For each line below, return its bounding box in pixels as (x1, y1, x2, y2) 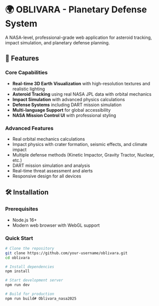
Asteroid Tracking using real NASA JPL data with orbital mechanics (12, 91, 152, 97)
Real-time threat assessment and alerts (12, 167, 93, 173)
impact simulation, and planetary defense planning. (5, 39, 110, 45)
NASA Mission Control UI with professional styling (12, 112, 116, 118)
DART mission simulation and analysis (12, 162, 90, 168)
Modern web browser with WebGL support (12, 222, 100, 228)
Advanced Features (5, 125, 54, 132)
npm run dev (5, 283, 30, 288)
